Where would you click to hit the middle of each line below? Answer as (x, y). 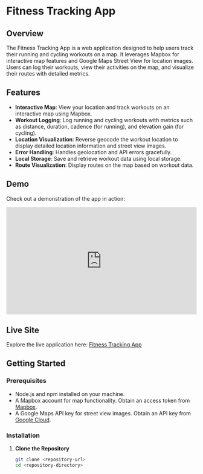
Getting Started (36, 364)
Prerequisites (26, 381)
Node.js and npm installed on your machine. (70, 394)
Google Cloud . (33, 420)
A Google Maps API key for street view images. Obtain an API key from (103, 413)
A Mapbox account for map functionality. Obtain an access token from (102, 400)
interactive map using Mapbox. (53, 114)
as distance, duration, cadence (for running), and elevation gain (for (99, 126)
